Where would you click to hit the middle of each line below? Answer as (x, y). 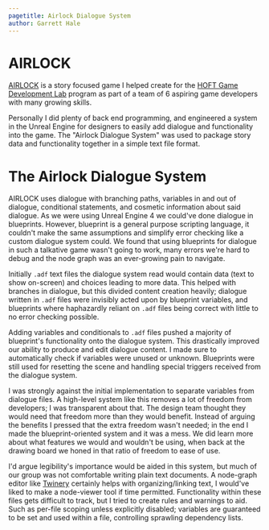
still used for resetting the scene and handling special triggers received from (134, 366)
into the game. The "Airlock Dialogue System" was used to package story (130, 135)
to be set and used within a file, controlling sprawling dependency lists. (126, 518)
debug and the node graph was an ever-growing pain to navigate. (117, 259)
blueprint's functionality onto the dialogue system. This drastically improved (134, 341)
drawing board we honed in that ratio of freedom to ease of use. (114, 451)
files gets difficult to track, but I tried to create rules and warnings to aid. (128, 501)
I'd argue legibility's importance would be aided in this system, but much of (132, 466)
